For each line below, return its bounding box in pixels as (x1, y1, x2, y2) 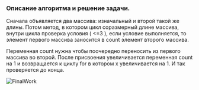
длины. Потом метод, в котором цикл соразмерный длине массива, (6, 24, 179, 31)
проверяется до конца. (6, 66, 65, 74)
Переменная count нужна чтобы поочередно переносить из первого (6, 48, 181, 55)
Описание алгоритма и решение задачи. (6, 4, 130, 12)
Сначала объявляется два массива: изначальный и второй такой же (6, 18, 179, 25)
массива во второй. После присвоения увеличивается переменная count (6, 54, 193, 61)
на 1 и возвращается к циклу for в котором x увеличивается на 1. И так (6, 60, 185, 67)
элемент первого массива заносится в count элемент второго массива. (6, 36, 190, 44)
